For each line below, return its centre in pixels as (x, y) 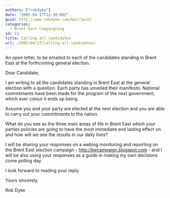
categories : (18, 24)
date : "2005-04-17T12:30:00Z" (37, 15)
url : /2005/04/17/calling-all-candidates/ (51, 43)
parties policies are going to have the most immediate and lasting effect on (83, 129)
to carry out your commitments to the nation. (52, 114)
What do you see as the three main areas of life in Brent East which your (80, 124)
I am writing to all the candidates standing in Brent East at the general (78, 82)
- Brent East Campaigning (37, 29)
